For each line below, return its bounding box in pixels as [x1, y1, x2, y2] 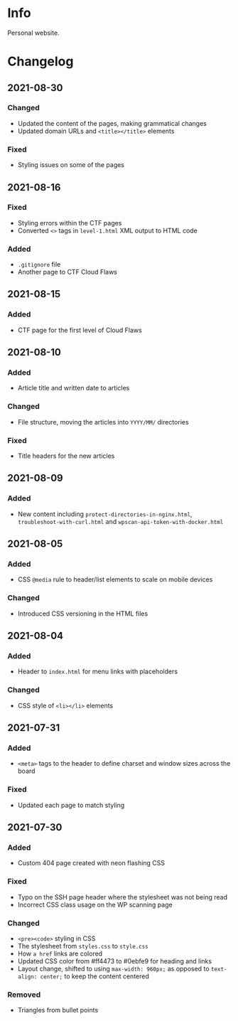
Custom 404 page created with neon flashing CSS [17, 859, 166, 867]
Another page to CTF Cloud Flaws [17, 268, 118, 277]
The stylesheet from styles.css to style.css [17, 941, 149, 950]
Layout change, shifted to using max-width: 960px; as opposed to [17, 964, 210, 973]
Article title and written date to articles [17, 384, 130, 392]
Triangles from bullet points [17, 1006, 99, 1015]
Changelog [7, 53, 74, 70]
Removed [7, 990, 41, 1000]
